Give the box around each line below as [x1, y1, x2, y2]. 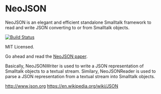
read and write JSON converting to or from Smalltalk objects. [5, 24, 130, 30]
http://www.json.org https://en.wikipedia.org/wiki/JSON [5, 83, 118, 89]
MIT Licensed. [5, 44, 35, 49]
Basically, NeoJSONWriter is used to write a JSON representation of [5, 63, 144, 69]
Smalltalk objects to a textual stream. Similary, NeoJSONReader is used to [5, 68, 156, 74]
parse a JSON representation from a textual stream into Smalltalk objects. [5, 73, 155, 79]
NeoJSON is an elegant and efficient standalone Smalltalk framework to [5, 19, 152, 25]
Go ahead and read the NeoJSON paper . [5, 53, 88, 59]
